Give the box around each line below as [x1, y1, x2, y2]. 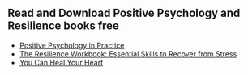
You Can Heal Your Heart [19, 57, 103, 67]
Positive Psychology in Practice [19, 40, 125, 50]
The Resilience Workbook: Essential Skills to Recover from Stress [19, 48, 237, 59]
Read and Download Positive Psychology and [7, 6, 241, 20]
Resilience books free [7, 19, 119, 33]
